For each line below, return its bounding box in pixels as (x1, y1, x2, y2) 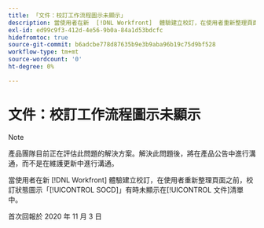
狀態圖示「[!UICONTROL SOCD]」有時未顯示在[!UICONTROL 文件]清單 (14, 185, 244, 194)
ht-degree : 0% (8, 63, 55, 71)
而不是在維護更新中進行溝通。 (21, 158, 119, 167)
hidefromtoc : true (8, 33, 68, 42)
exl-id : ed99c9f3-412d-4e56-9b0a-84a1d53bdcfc (8, 26, 163, 34)
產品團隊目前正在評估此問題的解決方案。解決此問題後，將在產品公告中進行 (8, 149, 249, 158)
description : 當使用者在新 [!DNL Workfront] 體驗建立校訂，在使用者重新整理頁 (8, 19, 253, 27)
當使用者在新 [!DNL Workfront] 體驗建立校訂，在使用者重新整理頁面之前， (8, 175, 247, 185)
